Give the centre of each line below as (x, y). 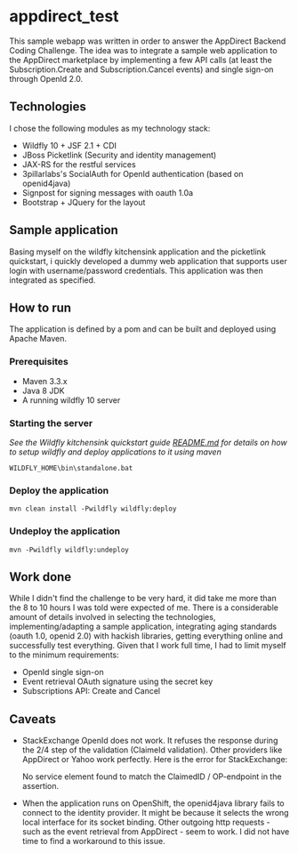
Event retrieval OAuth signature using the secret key (117, 681)
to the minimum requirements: (64, 655)
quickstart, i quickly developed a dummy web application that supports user (148, 261)
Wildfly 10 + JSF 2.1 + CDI (69, 145)
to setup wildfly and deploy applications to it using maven (116, 452)
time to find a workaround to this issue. (94, 841)
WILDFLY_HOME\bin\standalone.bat (71, 468)
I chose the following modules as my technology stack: (110, 128)
